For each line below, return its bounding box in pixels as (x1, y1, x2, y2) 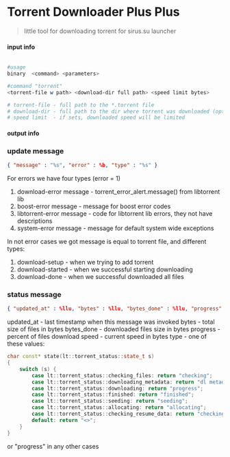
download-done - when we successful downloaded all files (16, 273, 185, 281)
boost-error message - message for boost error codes (16, 202, 171, 210)
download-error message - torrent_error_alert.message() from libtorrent (16, 188, 220, 196)
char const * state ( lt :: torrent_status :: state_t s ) (7, 353, 155, 360)
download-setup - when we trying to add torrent (16, 258, 154, 267)
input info (7, 43, 36, 51)
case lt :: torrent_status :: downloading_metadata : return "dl (31, 379, 207, 386)
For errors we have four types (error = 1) (7, 175, 121, 183)
